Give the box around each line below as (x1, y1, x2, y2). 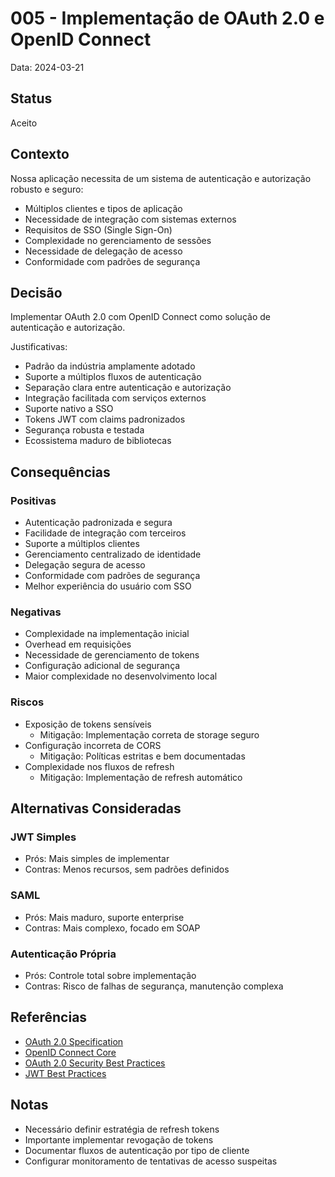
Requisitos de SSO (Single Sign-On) (24, 223, 173, 236)
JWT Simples (10, 830, 77, 844)
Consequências (10, 463, 111, 481)
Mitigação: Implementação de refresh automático (39, 771, 243, 783)
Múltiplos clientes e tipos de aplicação (24, 202, 183, 214)
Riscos (10, 695, 45, 709)
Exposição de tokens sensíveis (24, 718, 152, 730)
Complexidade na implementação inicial (24, 628, 190, 640)
